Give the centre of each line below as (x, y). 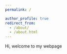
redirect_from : (20, 23)
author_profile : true (27, 18)
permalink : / (18, 10)
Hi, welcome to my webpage (33, 46)
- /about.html (24, 32)
